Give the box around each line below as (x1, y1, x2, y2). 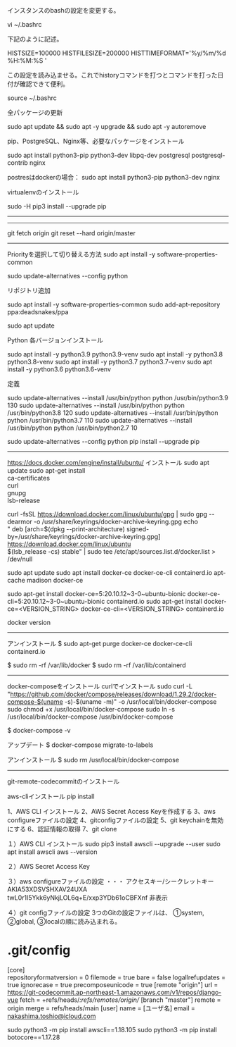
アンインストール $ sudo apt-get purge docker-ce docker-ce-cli (7, 640, 192, 648)
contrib (7, 159, 28, 167)
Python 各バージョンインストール (7, 336, 103, 344)
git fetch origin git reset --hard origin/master (7, 229, 136, 237)
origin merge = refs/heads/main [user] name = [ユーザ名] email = (7, 1003, 195, 1012)
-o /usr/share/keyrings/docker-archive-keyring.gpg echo (34, 517, 199, 526)
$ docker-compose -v (7, 726, 71, 734)
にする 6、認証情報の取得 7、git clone (7, 825, 117, 833)
